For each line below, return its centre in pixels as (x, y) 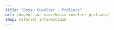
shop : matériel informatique (36, 19)
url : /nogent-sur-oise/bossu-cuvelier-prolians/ (57, 15)
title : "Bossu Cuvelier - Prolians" (44, 10)
